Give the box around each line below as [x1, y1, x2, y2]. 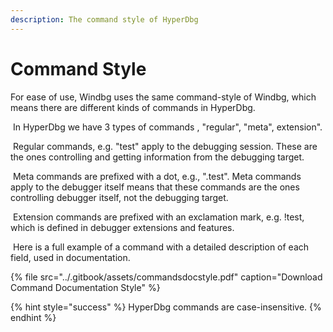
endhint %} [10, 311, 57, 323]
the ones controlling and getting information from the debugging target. [10, 151, 305, 163]
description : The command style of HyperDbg [10, 14, 199, 25]
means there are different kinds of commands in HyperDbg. [10, 101, 256, 113]
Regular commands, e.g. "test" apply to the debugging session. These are [12, 140, 318, 152]
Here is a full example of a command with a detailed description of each [12, 241, 310, 253]
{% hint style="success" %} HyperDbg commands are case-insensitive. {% [10, 301, 322, 313]
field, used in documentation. [10, 251, 131, 263]
